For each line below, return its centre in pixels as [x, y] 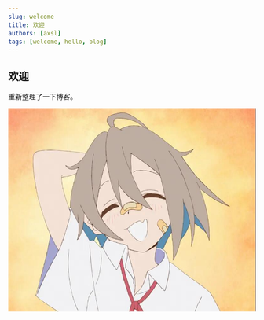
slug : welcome [31, 17]
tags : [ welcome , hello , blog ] [58, 42]
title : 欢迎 [26, 25]
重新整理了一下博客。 [42, 97]
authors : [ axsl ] [35, 33]
